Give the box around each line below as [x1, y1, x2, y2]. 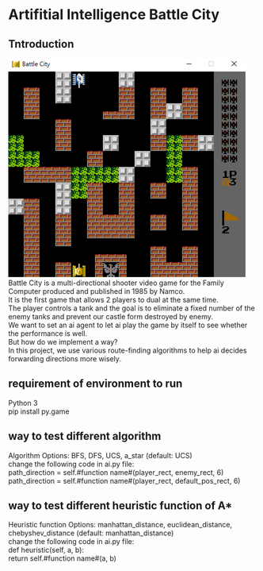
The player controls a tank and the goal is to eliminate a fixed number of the [8, 303, 255, 313]
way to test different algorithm [8, 430, 162, 443]
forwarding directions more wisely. [8, 354, 121, 363]
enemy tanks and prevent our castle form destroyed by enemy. [8, 312, 214, 321]
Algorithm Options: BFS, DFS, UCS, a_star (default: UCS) [8, 450, 192, 460]
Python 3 [8, 398, 38, 407]
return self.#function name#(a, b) [8, 554, 117, 563]
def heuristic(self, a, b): [8, 546, 85, 555]
